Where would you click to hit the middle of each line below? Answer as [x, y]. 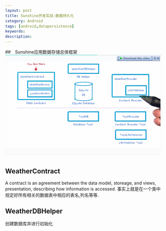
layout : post [19, 10]
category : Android [24, 21]
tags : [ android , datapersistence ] [40, 26]
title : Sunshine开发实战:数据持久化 [40, 16]
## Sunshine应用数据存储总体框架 [41, 52]
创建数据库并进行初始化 [29, 224]
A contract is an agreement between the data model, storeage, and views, [81, 183]
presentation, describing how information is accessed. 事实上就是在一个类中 [83, 189]
